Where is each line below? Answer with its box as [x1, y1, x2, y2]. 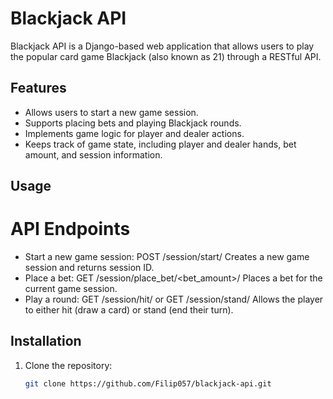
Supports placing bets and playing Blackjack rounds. [24, 117, 242, 129]
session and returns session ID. [24, 262, 155, 274]
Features [10, 80, 67, 97]
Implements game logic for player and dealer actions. [24, 127, 245, 139]
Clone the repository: [24, 359, 113, 371]
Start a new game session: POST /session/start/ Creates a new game [24, 251, 310, 263]
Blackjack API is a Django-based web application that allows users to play [10, 40, 315, 52]
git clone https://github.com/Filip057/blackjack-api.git [24, 378, 272, 389]
